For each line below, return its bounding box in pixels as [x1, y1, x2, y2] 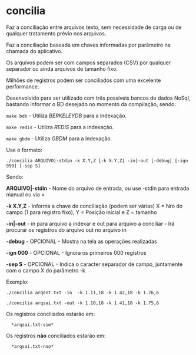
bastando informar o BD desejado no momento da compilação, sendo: [6, 100, 177, 107]
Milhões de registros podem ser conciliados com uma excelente [6, 77, 161, 84]
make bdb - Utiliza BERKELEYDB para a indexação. [6, 112, 127, 119]
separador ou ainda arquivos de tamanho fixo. [6, 65, 118, 72]
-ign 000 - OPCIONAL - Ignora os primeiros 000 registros [6, 249, 147, 256]
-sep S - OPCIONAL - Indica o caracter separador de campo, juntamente [6, 261, 183, 268]
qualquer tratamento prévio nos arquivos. [6, 29, 107, 37]
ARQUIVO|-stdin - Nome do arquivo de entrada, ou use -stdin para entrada [6, 185, 190, 192]
